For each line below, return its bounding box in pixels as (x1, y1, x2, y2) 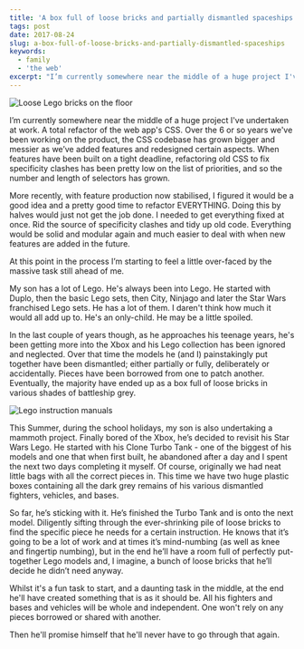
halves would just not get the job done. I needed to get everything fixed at (9, 209, 285, 220)
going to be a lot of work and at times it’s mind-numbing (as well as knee (9, 536, 280, 547)
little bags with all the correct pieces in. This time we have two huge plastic (9, 470, 290, 481)
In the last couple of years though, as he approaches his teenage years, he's (9, 329, 295, 340)
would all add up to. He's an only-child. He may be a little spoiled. (9, 312, 253, 323)
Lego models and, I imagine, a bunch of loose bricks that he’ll (43, 555, 272, 567)
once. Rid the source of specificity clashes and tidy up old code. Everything (9, 218, 291, 229)
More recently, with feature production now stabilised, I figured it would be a (9, 189, 294, 200)
